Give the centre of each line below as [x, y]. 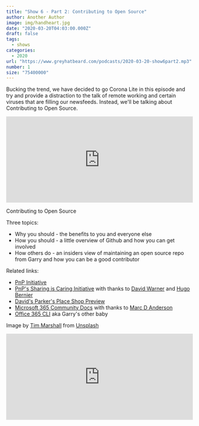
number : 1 [18, 67]
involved [25, 247]
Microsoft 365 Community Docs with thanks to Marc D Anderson [94, 308]
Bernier [24, 295]
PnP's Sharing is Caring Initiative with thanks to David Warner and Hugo [102, 289]
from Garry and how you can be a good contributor [77, 260]
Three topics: [22, 223]
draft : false [22, 34]
